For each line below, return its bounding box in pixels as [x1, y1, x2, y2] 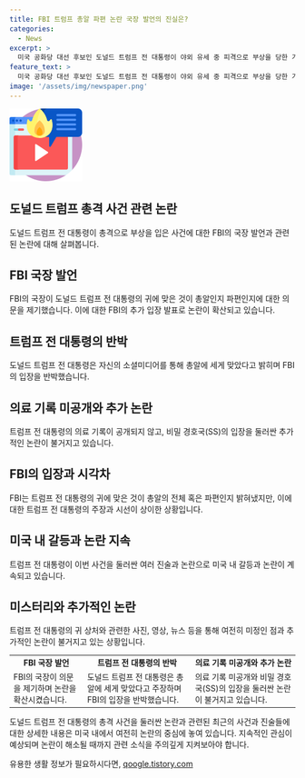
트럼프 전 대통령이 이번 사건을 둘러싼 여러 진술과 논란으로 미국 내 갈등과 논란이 [9, 559, 286, 570]
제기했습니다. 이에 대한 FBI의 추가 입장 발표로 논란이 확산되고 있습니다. [25, 304, 275, 315]
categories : [9, 24, 54, 34]
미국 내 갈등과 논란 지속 [9, 533, 132, 549]
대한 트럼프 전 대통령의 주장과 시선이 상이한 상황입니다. [9, 504, 203, 514]
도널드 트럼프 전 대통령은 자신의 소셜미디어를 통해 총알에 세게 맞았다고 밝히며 [9, 360, 281, 371]
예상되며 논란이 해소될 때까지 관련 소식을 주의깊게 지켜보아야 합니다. [9, 739, 250, 750]
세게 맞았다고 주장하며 [103, 683, 182, 694]
